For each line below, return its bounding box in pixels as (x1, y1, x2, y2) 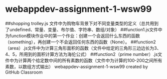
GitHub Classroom (5, 69, 43, 75)
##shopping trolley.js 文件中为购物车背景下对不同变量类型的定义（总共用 (5, 20, 155, 26)
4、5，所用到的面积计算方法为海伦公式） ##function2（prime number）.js (5, 51, 158, 57)
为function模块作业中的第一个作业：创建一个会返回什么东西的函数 (5, 33, 141, 39)
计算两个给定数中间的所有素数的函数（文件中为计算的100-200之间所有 (18, 57, 163, 63)
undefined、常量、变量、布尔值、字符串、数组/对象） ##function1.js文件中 (9, 26, 163, 33)
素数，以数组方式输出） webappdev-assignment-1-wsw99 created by (5, 63, 148, 70)
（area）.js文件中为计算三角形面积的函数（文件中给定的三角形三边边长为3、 (5, 45, 162, 51)
